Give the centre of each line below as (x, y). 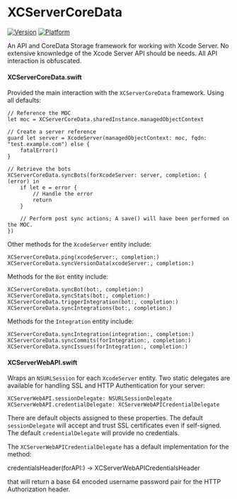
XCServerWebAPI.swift (42, 362)
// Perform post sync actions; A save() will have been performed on (125, 219)
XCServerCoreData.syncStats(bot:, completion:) (79, 296)
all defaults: (24, 101)
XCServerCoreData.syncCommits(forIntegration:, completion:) (99, 341)
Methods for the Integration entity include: (71, 321)
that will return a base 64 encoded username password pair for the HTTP (114, 482)
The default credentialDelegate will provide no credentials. (93, 433)
